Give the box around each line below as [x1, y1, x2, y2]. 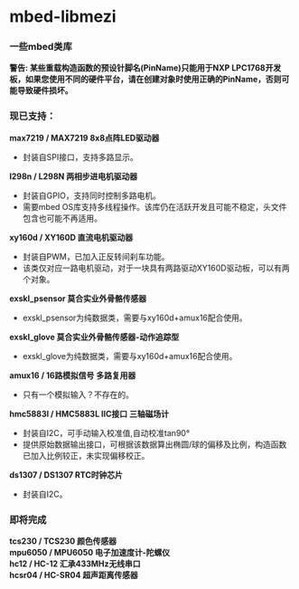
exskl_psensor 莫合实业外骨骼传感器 [9, 292, 147, 304]
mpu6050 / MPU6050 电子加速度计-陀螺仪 [9, 547, 170, 558]
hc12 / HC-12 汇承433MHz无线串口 [9, 558, 141, 569]
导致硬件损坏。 [16, 85, 73, 96]
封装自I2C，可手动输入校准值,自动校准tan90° [22, 427, 191, 438]
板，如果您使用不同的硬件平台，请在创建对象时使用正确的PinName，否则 [9, 74, 282, 85]
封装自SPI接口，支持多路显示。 [22, 151, 138, 162]
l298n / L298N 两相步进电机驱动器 [9, 170, 138, 182]
